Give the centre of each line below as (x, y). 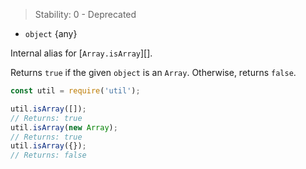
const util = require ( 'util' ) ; (75, 91)
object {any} (51, 33)
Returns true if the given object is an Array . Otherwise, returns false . (153, 72)
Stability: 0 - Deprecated (85, 14)
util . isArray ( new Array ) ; (64, 127)
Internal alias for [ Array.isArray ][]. (81, 53)
